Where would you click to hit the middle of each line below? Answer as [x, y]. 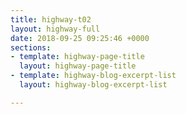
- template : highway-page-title [77, 57]
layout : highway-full [55, 29]
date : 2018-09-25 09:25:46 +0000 [80, 38]
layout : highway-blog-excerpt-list [93, 85]
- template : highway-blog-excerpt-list [93, 76]
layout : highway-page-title [78, 66]
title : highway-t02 [51, 19]
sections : [31, 47]
